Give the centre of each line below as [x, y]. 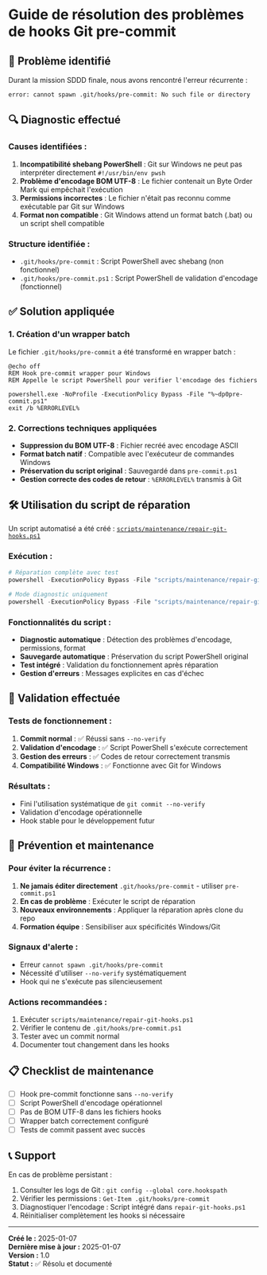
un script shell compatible [62, 223]
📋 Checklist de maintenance [81, 1071]
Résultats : [29, 786]
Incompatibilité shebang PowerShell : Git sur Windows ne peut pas [131, 164]
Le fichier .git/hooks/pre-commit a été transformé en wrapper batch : [122, 351]
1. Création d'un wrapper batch [69, 334]
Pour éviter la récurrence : [60, 868]
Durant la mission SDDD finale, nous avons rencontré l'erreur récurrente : [128, 80]
